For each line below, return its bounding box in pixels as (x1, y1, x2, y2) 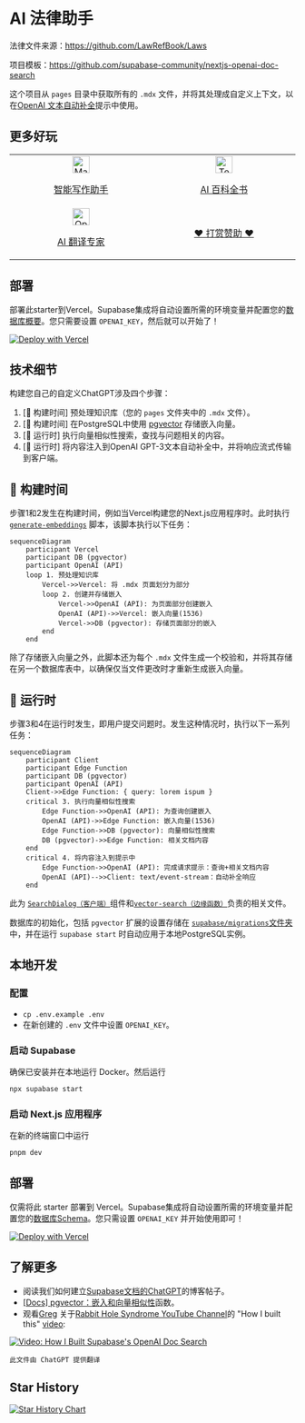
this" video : (22, 1319, 66, 1329)
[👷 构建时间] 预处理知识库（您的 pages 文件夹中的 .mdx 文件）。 (22, 407, 256, 418)
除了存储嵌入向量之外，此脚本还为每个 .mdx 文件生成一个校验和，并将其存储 (9, 652, 293, 663)
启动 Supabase (9, 1044, 76, 1057)
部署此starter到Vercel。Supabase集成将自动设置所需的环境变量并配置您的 (9, 304, 286, 314)
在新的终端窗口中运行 (9, 1130, 89, 1141)
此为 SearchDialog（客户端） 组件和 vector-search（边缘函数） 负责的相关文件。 (9, 898, 291, 909)
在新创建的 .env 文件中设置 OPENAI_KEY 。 (22, 1019, 174, 1030)
